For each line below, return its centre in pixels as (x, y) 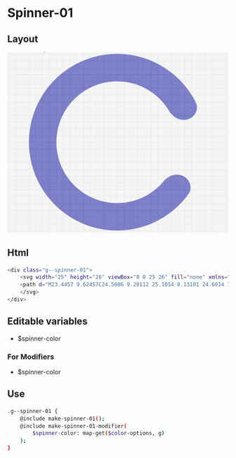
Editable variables (47, 322)
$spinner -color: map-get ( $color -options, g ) (99, 433)
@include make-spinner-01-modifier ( (74, 426)
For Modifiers (31, 357)
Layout (23, 39)
